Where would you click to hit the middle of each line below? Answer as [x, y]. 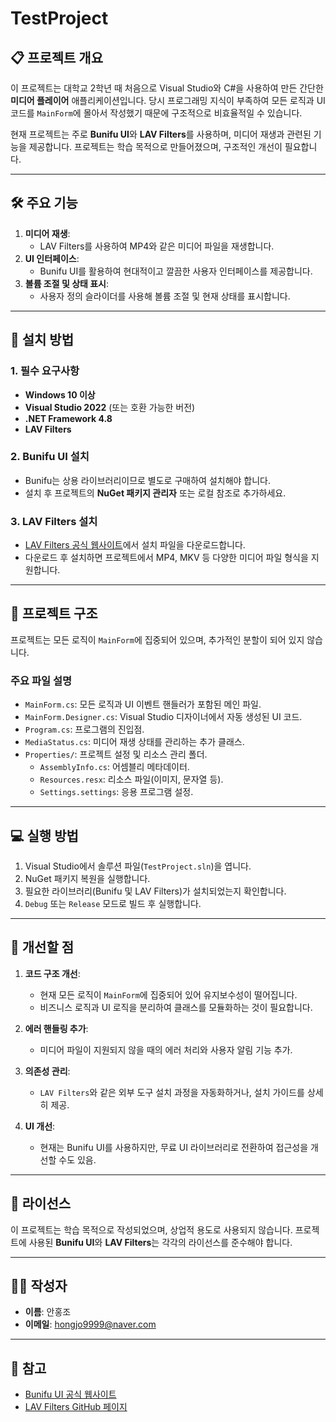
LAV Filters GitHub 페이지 [76, 1407]
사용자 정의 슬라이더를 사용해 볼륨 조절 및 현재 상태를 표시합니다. [165, 296]
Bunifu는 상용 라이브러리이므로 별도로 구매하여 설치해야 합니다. [148, 480]
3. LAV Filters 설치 [54, 521]
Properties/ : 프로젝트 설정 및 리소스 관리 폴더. [116, 754]
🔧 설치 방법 [42, 340]
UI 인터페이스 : [52, 258]
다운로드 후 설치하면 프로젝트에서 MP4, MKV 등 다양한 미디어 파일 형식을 [166, 558]
